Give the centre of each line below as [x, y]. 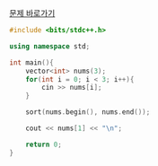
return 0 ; [44, 144]
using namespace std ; [50, 46]
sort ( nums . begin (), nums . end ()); [88, 112]
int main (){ [31, 62]
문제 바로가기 [32, 13]
